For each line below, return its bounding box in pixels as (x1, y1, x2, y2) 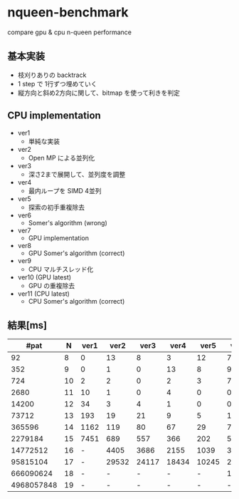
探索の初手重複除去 (28, 202, 85, 211)
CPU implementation (7, 110, 101, 122)
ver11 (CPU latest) (17, 289, 70, 298)
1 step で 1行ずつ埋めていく (17, 79, 97, 88)
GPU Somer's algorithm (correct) (28, 249, 125, 257)
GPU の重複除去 (28, 281, 75, 289)
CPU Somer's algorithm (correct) (28, 297, 125, 305)
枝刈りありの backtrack (17, 71, 87, 79)
